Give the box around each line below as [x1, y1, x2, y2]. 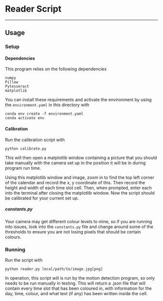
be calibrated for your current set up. [5, 195, 79, 201]
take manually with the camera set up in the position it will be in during [5, 159, 146, 166]
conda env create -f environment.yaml [5, 111, 83, 116]
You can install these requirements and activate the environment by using [5, 97, 152, 103]
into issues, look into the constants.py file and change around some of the [5, 224, 154, 230]
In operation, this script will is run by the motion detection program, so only [5, 275, 155, 281]
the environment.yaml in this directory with [5, 102, 90, 108]
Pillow [5, 80, 18, 85]
